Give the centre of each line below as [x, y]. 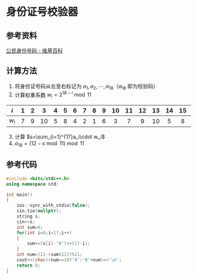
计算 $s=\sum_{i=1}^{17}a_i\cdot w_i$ [60, 137]
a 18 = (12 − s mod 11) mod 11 [49, 144]
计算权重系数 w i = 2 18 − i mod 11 [53, 95]
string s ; [29, 217]
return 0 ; [29, 265]
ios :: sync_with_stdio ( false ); [54, 206]
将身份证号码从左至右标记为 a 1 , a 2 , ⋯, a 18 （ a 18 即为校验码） [86, 87]
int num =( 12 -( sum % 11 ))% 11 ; [50, 255]
